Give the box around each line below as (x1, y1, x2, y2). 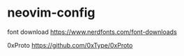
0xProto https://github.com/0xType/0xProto (7, 41, 133, 49)
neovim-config (7, 5, 95, 21)
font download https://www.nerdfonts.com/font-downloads (7, 28, 178, 36)
